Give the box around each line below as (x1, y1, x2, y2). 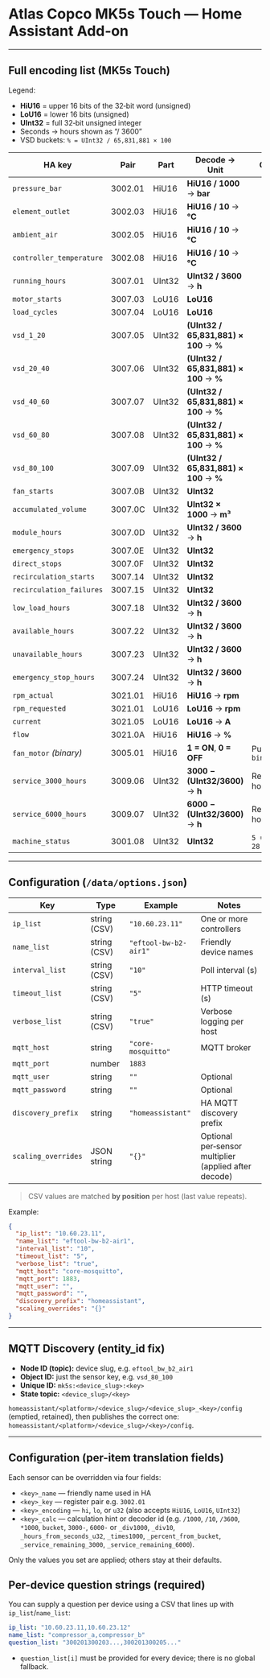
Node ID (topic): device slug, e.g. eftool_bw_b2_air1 (19, 1363, 194, 1373)
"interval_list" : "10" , (15, 1245, 95, 1253)
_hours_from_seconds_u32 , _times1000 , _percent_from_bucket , (19, 1531, 222, 1540)
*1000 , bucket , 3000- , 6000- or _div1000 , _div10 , (19, 1522, 175, 1532)
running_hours (12, 276, 67, 286)
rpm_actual (12, 691, 54, 700)
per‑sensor (200, 1140, 243, 1152)
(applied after (200, 1161, 252, 1172)
